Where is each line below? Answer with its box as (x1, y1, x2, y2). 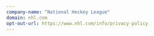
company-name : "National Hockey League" (6, 9, 111, 15)
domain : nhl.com (6, 15, 47, 21)
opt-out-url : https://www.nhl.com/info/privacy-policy (6, 20, 149, 26)
